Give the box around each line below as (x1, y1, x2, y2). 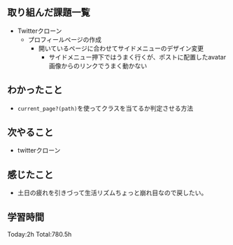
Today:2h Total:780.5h (7, 230, 72, 239)
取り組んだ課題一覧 (7, 6, 90, 19)
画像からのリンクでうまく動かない (48, 62, 148, 70)
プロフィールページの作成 (27, 35, 102, 43)
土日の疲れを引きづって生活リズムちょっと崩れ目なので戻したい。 (17, 188, 208, 197)
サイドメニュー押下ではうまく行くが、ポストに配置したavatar (48, 52, 227, 61)
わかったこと (7, 84, 63, 96)
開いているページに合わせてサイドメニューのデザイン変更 (38, 44, 204, 52)
